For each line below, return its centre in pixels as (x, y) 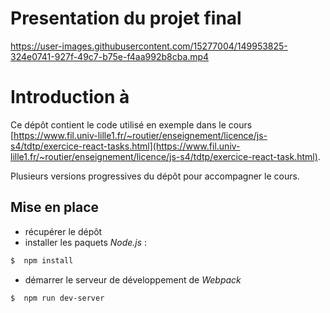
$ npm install (42, 260)
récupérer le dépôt (63, 231)
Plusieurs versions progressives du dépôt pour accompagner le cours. (155, 176)
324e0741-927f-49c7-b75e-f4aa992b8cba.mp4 (110, 56)
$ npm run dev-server (57, 298)
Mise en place (55, 207)
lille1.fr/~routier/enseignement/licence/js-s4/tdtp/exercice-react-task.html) (164, 156)
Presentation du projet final (126, 18)
